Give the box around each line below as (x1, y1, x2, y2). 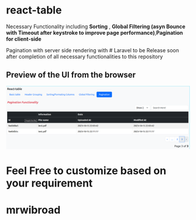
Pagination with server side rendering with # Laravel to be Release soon (6, 46, 180, 53)
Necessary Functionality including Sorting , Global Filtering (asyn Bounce (6, 23, 185, 30)
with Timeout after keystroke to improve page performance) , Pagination (6, 29, 183, 36)
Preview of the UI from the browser (6, 70, 136, 80)
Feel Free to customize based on (6, 164, 167, 177)
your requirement (6, 177, 93, 189)
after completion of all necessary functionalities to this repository (6, 53, 163, 60)
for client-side (6, 35, 42, 42)
